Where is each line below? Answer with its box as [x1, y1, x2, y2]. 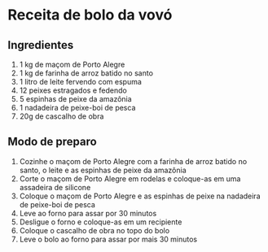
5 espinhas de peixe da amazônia [19, 94, 132, 103]
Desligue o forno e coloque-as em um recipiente [19, 217, 182, 227]
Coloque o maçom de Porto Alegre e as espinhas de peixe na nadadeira [19, 191, 261, 201]
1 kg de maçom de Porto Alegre [19, 59, 125, 69]
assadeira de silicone [19, 182, 91, 192]
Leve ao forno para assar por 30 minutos [19, 208, 157, 218]
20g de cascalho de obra [19, 111, 104, 121]
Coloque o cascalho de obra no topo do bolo [19, 225, 170, 235]
